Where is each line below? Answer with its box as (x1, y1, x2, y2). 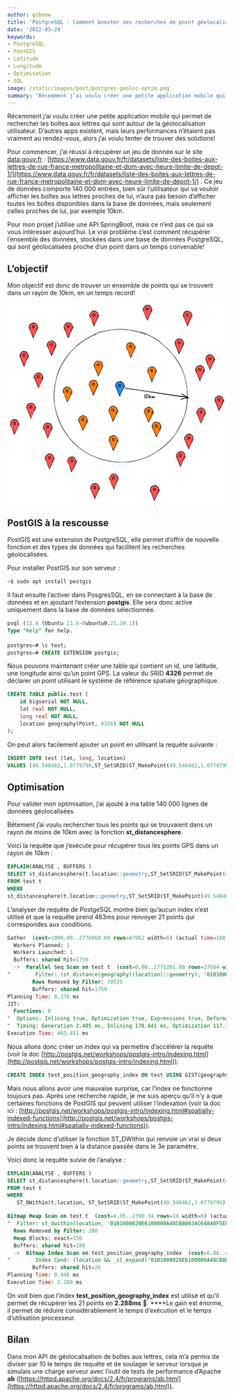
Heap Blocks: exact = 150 (13, 1235, 82, 1242)
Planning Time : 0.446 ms (7, 1272, 79, 1279)
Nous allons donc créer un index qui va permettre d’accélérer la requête (7, 1042, 214, 1051)
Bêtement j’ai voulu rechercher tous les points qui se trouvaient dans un (7, 820, 213, 829)
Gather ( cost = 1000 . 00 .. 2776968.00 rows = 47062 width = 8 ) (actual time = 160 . (7, 934, 229, 942)
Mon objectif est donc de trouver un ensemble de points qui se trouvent (7, 281, 214, 290)
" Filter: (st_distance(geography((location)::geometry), (7, 971, 201, 978)
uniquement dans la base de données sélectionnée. (7, 606, 155, 614)
